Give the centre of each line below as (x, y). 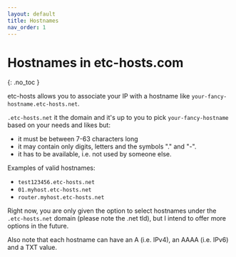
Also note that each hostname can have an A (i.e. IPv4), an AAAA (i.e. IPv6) (118, 240)
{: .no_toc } (24, 82)
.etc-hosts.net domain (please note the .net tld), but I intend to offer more (117, 218)
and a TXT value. (32, 248)
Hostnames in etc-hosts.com (96, 62)
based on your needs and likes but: (59, 125)
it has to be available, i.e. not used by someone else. (94, 154)
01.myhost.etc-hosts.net (55, 190)
